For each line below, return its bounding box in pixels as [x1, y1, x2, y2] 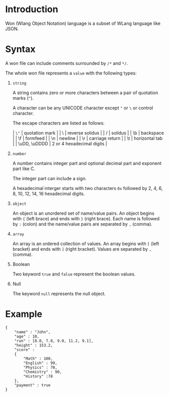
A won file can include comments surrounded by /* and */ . [5, 60, 128, 66]
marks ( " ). [12, 95, 34, 101]
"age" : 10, [14, 334, 39, 339]
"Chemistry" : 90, [23, 369, 62, 374]
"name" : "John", [14, 329, 51, 335]
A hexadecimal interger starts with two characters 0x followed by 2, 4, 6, [12, 185, 163, 191]
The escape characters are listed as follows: [12, 120, 105, 126]
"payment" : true [14, 382, 51, 388]
